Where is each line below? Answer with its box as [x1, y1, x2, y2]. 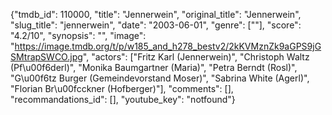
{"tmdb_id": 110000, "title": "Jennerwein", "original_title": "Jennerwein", [10, 9, 302, 20]
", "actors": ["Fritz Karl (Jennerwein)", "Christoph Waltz [82, 51, 310, 63]
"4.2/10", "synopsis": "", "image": [10, 30, 147, 41]
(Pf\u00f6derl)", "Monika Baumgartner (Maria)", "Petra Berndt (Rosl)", [10, 62, 298, 73]
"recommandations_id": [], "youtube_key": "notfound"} [10, 94, 236, 105]
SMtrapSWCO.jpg [10, 51, 83, 63]
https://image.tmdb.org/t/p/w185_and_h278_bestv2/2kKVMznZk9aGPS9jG [14, 40, 322, 52]
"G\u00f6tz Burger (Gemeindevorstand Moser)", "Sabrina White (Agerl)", [10, 72, 310, 84]
